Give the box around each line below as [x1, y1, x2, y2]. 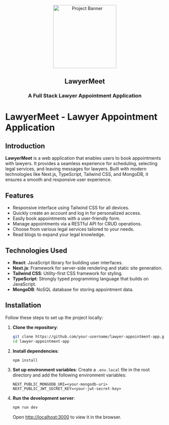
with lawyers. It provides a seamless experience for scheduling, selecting [5, 161, 158, 167]
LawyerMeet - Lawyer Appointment [5, 111, 158, 122]
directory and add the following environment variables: [12, 372, 127, 378]
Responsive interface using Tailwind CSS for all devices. [12, 205, 130, 211]
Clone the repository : [12, 324, 59, 330]
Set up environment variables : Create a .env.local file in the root [12, 367, 150, 373]
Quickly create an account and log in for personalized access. [12, 210, 141, 216]
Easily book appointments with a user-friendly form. [12, 215, 121, 221]
